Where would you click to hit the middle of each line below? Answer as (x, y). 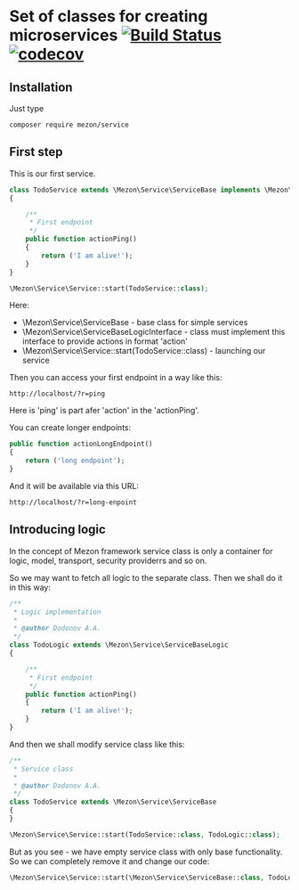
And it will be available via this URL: (74, 486)
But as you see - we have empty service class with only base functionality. (146, 852)
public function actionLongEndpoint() (81, 444)
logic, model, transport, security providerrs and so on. (108, 560)
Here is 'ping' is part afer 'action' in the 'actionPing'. (105, 411)
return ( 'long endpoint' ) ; (75, 461)
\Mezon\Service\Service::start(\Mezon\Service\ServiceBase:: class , (137, 878)
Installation (41, 87)
